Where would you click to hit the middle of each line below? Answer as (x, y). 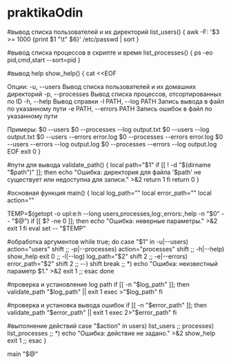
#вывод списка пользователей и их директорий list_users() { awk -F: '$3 (113, 32)
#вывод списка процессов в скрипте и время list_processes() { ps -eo (110, 52)
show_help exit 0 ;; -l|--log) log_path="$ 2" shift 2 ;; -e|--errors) (98, 256)
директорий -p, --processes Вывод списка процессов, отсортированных (114, 94)
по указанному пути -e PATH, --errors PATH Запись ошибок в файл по (110, 108)
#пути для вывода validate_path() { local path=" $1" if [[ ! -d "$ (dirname (109, 164)
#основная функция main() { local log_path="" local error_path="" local (109, 193)
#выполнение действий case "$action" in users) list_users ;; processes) (111, 325)
